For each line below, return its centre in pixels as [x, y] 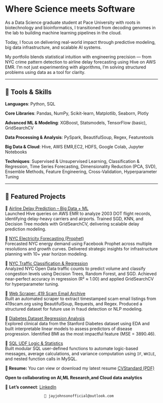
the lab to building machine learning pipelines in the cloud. [64, 33]
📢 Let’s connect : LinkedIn [31, 387]
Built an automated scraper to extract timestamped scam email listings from [81, 298]
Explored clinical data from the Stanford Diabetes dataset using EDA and [77, 323]
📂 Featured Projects [35, 197]
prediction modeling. [26, 229]
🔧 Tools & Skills [28, 92]
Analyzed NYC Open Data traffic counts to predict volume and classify [75, 268]
